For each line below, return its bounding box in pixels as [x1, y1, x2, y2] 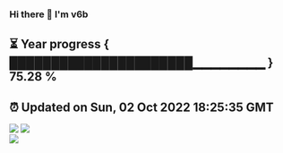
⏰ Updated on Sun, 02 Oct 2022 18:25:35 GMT [9, 99, 275, 115]
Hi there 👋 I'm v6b [9, 8, 89, 21]
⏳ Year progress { [9, 37, 110, 52]
